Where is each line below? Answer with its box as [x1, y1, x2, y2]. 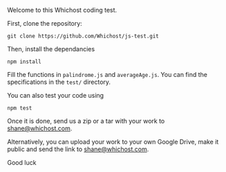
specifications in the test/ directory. [7, 78, 111, 86]
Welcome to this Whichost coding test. [7, 6, 117, 14]
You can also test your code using [7, 92, 104, 99]
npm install [7, 58, 41, 65]
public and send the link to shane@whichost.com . [7, 145, 149, 153]
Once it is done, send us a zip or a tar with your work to [7, 117, 165, 125]
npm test [7, 105, 32, 112]
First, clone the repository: [7, 19, 83, 27]
